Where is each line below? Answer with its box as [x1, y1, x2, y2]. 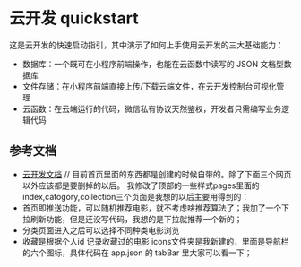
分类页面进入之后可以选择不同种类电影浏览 [21, 225, 180, 236]
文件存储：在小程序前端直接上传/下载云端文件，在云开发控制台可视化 [21, 81, 277, 91]
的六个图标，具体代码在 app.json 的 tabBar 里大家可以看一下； [21, 247, 253, 258]
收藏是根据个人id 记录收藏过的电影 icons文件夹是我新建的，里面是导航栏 [21, 236, 289, 246]
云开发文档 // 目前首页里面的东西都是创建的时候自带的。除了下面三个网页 [21, 168, 292, 179]
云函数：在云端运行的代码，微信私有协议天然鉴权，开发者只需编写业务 [21, 103, 282, 114]
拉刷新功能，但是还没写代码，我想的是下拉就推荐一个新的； [21, 213, 243, 224]
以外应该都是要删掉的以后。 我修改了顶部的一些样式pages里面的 [21, 180, 260, 191]
